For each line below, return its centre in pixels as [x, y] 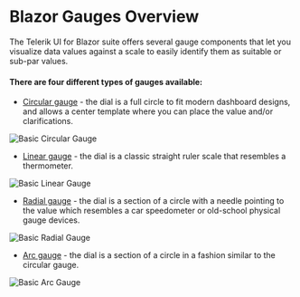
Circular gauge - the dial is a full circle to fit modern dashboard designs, [156, 102]
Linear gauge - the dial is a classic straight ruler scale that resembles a [154, 157]
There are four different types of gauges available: [106, 81]
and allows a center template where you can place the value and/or [148, 111]
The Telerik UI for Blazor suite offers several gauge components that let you [150, 42]
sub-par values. [39, 61]
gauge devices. [51, 220]
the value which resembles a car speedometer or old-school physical [151, 211]
